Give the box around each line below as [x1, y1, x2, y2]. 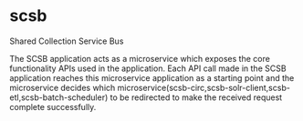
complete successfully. [9, 101, 97, 112]
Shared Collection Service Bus [9, 35, 124, 46]
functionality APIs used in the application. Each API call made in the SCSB [9, 63, 287, 74]
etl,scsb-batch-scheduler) [9, 92, 109, 103]
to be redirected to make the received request [110, 92, 283, 103]
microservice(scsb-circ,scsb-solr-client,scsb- [117, 82, 290, 93]
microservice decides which [9, 82, 116, 93]
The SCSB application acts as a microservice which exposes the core [9, 53, 271, 64]
